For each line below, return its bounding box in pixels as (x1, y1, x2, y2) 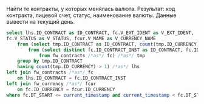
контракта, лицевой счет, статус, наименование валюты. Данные (6, 12, 177, 19)
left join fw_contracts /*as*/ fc (6, 69, 94, 75)
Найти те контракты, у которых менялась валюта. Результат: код (6, 5, 175, 12)
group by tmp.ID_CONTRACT (17, 58, 83, 64)
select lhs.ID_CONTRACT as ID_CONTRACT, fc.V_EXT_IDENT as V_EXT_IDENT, (6, 30, 194, 36)
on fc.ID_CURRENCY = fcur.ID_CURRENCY (17, 86, 115, 92)
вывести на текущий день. (6, 18, 75, 25)
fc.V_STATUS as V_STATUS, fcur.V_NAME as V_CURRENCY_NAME (6, 35, 156, 41)
